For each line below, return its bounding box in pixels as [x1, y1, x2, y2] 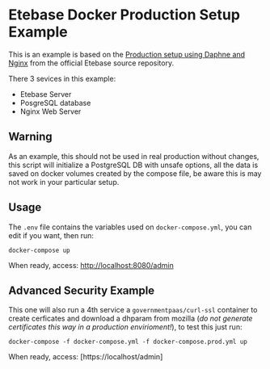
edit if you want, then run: [8, 230, 95, 240]
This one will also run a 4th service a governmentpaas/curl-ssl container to [8, 305, 258, 315]
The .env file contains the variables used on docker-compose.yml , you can [8, 222, 252, 232]
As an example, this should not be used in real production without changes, [8, 151, 259, 161]
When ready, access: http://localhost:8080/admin [8, 260, 174, 270]
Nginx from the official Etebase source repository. [8, 58, 175, 68]
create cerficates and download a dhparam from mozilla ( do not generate [8, 313, 253, 324]
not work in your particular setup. [8, 177, 120, 187]
